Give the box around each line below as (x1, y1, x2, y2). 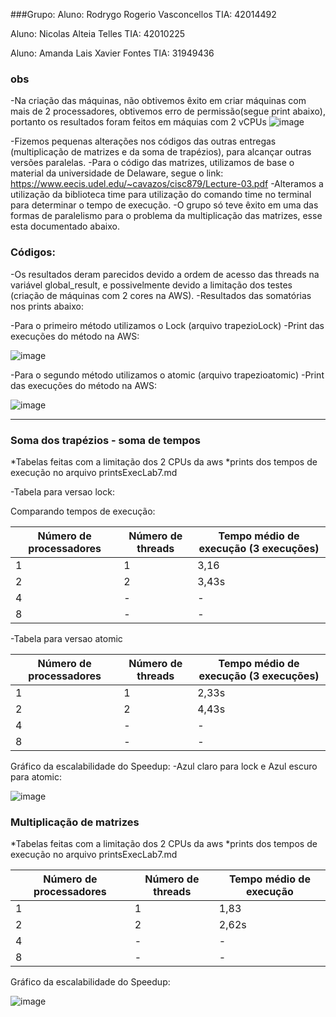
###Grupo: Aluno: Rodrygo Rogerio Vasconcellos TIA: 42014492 (10, 9, 277, 20)
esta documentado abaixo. (10, 220, 120, 233)
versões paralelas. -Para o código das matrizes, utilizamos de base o (10, 157, 295, 169)
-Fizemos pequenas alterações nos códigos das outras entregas (10, 135, 277, 148)
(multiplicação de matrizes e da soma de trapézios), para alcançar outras (10, 146, 312, 158)
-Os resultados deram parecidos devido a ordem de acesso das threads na (10, 268, 320, 280)
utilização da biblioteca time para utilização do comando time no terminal (10, 189, 312, 201)
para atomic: (10, 770, 63, 783)
